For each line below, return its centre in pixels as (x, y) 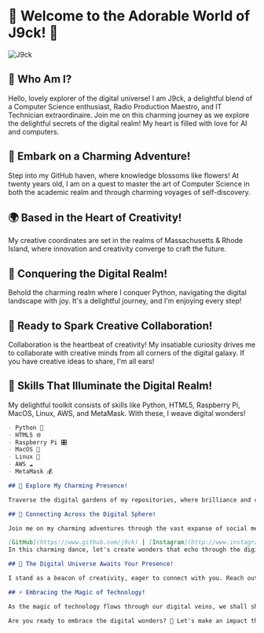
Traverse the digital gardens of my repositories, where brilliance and (130, 500)
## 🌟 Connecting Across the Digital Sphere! (82, 514)
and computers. (34, 131)
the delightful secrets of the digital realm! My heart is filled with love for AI (128, 123)
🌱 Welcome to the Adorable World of (129, 16)
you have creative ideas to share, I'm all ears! (81, 361)
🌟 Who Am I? (40, 79)
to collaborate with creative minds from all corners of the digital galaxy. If (126, 353)
